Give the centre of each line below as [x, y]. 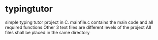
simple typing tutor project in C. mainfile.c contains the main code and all [79, 22]
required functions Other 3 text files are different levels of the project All [78, 27]
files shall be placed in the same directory [47, 32]
